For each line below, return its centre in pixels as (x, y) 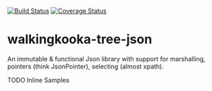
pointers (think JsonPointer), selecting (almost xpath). (86, 66)
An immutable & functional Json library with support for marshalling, (107, 59)
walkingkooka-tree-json (80, 40)
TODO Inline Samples (38, 80)
